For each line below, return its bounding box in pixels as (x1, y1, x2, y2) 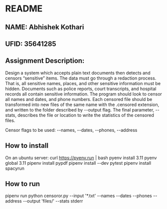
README (5, 3, 43, 14)
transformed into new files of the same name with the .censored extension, (5, 102, 160, 107)
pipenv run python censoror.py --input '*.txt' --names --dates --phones (5, 193, 152, 199)
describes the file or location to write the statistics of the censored (17, 112, 155, 118)
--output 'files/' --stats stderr (22, 198, 83, 204)
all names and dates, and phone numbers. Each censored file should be (5, 96, 153, 102)
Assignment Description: (5, 57, 85, 65)
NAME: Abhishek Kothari (5, 23, 84, 31)
